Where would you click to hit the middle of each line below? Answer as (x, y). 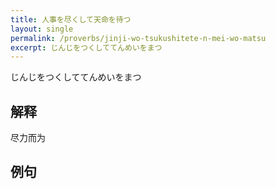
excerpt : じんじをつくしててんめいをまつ (86, 47)
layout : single (42, 29)
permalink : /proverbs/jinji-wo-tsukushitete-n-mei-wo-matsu (138, 38)
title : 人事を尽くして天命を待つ (71, 19)
